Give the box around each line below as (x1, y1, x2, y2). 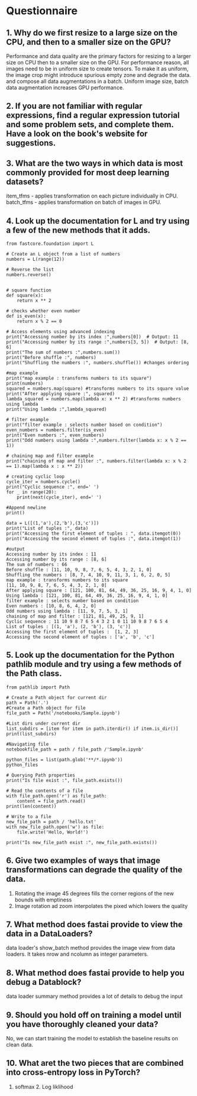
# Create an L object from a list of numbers (6, 251, 120, 257)
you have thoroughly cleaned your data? (6, 1019, 159, 1029)
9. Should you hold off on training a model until (6, 1010, 182, 1020)
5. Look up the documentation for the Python (6, 650, 175, 660)
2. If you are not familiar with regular (6, 101, 143, 111)
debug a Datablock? (6, 977, 82, 987)
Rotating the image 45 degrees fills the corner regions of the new (14, 890, 175, 897)
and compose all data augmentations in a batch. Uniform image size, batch (6, 78, 189, 85)
